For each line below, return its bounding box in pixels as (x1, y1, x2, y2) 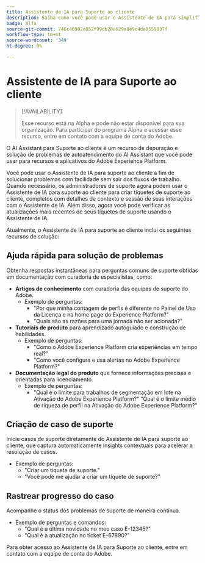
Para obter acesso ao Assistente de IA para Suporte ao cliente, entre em (6, 543, 188, 551)
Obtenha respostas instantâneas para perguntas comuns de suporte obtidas (6, 267, 198, 274)
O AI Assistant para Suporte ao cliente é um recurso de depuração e (6, 144, 178, 151)
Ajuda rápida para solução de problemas (6, 251, 164, 261)
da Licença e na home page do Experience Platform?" (33, 310, 169, 318)
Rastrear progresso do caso (6, 490, 114, 501)
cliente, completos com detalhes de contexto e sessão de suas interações (6, 195, 193, 202)
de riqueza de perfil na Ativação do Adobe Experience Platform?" (33, 401, 198, 409)
